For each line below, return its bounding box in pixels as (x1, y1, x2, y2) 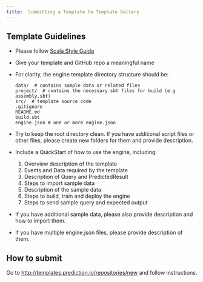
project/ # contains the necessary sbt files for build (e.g (15, 88, 176, 94)
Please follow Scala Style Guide (15, 47, 95, 55)
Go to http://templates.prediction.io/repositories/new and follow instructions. (6, 269, 198, 277)
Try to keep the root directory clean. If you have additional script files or (15, 130, 195, 138)
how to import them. (15, 217, 66, 224)
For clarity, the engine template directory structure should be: (15, 71, 169, 78)
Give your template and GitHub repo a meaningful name (15, 59, 155, 67)
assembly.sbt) (15, 93, 51, 99)
